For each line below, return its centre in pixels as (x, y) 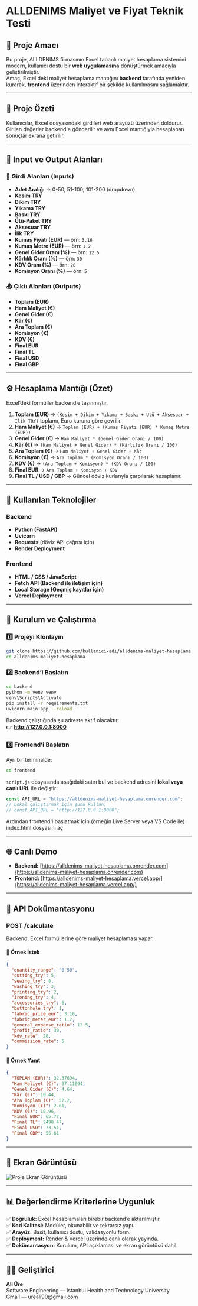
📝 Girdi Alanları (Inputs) (40, 177)
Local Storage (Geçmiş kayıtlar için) (59, 589)
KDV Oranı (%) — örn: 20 (45, 265)
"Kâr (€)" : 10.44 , (34, 1094)
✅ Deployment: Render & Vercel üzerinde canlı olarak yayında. (82, 1239)
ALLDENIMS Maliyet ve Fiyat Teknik (95, 11)
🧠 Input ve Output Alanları (55, 160)
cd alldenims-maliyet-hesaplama (46, 657)
